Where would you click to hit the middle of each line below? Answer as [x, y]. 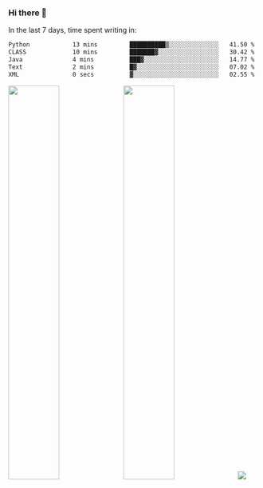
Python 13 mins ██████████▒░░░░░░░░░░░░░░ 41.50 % [131, 45]
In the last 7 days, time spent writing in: [73, 30]
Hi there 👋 [28, 13]
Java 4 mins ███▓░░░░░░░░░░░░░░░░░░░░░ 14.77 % [131, 60]
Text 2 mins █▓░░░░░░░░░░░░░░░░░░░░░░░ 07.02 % [131, 67]
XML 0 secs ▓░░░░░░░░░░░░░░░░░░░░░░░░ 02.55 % [131, 74]
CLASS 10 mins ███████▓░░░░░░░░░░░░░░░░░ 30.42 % [131, 52]
